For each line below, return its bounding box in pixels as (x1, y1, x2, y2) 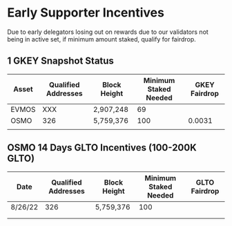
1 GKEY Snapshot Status (7, 55, 114, 67)
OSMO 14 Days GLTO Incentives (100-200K (7, 142, 197, 153)
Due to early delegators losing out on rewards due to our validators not (7, 28, 209, 36)
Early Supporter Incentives (7, 5, 164, 21)
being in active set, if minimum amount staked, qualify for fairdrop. (7, 35, 196, 43)
